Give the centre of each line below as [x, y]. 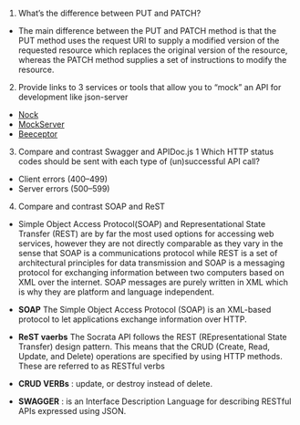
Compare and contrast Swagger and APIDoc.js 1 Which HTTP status [146, 151]
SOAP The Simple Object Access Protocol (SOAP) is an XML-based [145, 310]
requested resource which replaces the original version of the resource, [153, 50]
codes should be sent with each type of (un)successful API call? [139, 161]
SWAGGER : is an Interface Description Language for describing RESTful [155, 401]
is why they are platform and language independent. [116, 292]
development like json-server [73, 97]
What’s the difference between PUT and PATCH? [109, 13]
